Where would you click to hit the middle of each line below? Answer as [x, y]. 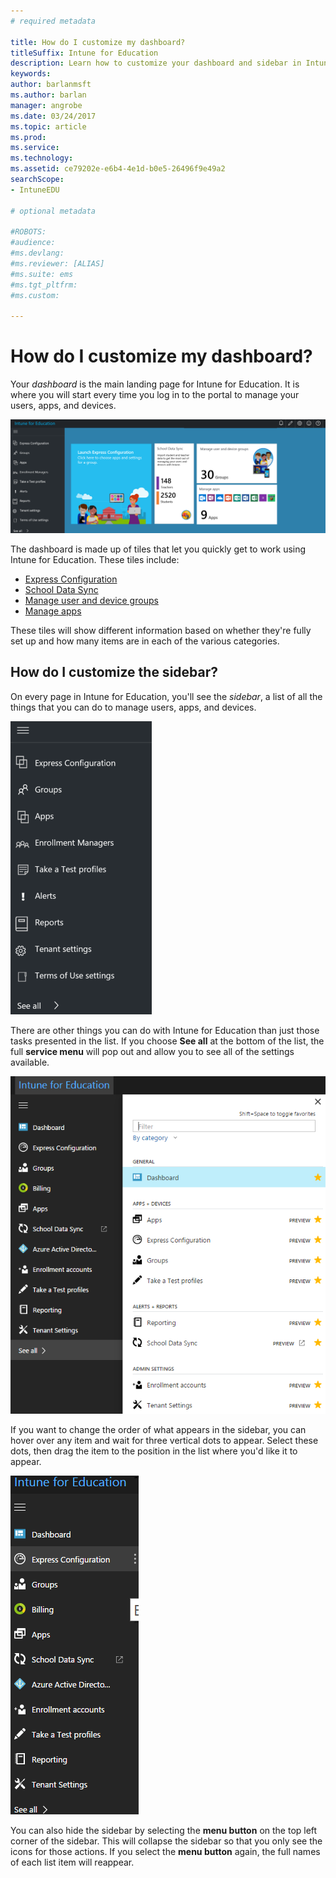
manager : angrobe [46, 105]
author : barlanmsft [51, 85]
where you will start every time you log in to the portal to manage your [155, 395]
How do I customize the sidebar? [114, 672]
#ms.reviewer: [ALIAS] [57, 264]
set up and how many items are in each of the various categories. [145, 641]
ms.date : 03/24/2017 [53, 116]
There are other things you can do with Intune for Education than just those [165, 1030]
